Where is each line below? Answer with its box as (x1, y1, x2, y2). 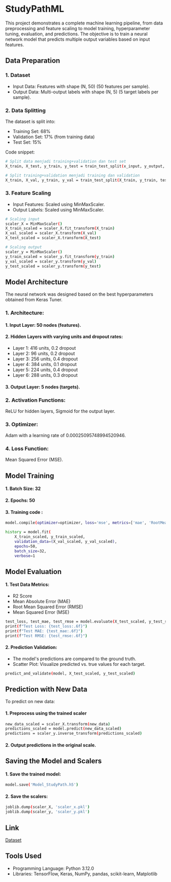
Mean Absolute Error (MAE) (12, 598, 71, 604)
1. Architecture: (5, 309, 44, 317)
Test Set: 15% (12, 139, 42, 145)
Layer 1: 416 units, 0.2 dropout (12, 345, 76, 351)
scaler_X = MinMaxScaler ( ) (5, 221, 63, 226)
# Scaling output (5, 245, 42, 250)
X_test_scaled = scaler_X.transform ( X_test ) (5, 236, 101, 241)
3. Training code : (5, 509, 43, 515)
